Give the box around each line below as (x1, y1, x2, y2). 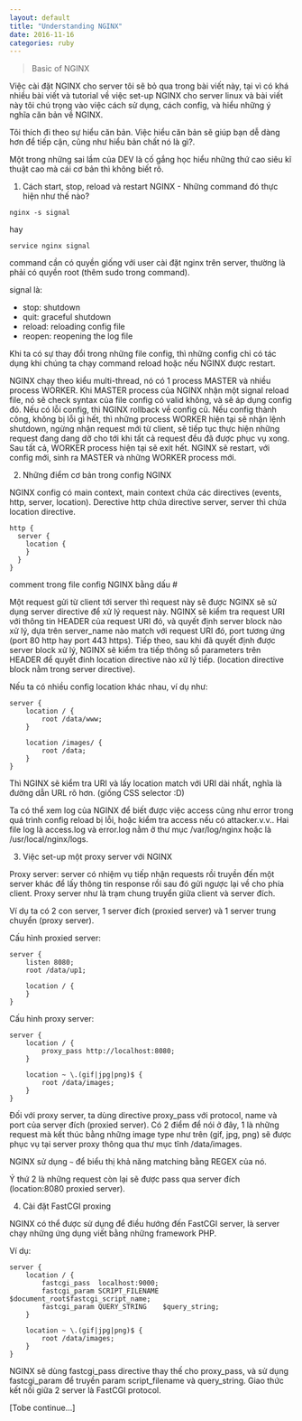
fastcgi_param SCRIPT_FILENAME (41, 1286, 160, 1296)
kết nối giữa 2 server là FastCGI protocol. (9, 1385, 161, 1396)
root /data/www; (41, 715, 103, 724)
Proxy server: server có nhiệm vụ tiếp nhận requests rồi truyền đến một (9, 869, 275, 880)
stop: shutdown (22, 302, 81, 313)
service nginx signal (9, 241, 91, 251)
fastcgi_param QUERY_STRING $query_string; (41, 1303, 220, 1312)
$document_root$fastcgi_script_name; (9, 1295, 151, 1304)
